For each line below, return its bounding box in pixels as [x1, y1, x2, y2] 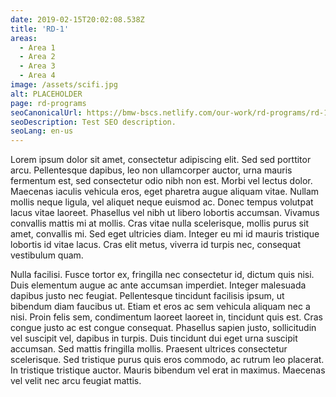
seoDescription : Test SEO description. [10, 117, 177, 127]
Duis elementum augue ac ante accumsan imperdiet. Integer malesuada [10, 279, 307, 291]
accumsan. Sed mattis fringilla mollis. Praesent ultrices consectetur [10, 343, 288, 355]
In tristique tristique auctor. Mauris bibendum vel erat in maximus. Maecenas [10, 364, 326, 376]
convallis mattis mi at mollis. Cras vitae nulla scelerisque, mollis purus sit [10, 217, 309, 230]
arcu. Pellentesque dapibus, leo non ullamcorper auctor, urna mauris [10, 164, 293, 176]
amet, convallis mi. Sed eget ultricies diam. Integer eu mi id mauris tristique [10, 228, 320, 240]
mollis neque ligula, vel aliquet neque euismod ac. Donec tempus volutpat [10, 196, 314, 208]
